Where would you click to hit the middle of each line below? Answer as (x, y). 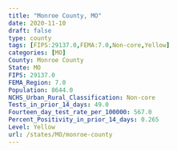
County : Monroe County (46, 61)
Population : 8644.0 (41, 90)
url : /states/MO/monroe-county (60, 134)
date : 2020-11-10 (37, 23)
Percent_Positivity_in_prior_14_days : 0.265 (84, 120)
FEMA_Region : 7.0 (37, 82)
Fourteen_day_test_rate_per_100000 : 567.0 (80, 113)
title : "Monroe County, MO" (55, 16)
